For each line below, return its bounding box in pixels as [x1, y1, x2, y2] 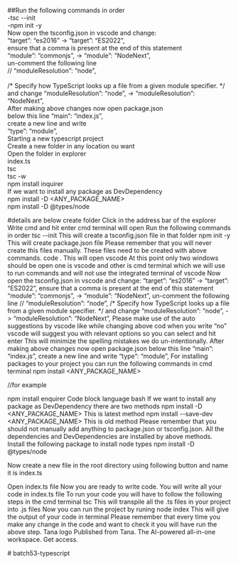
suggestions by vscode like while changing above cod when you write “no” [7, 322, 227, 330]
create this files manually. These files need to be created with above [7, 246, 207, 254]
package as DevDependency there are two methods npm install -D [7, 402, 202, 411]
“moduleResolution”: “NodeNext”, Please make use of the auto [13, 314, 195, 322]
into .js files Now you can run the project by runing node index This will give [7, 505, 229, 514]
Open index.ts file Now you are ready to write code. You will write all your [7, 482, 222, 491]
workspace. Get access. [7, 536, 78, 543]
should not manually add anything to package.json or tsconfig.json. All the [7, 425, 225, 433]
